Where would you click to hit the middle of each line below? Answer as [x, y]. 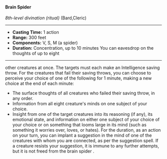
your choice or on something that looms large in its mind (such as [79, 125]
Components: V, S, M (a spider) [45, 43]
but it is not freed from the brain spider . [53, 151]
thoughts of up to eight [36, 53]
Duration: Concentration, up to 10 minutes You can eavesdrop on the [83, 48]
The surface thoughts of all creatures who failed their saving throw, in [83, 93]
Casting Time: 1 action [36, 32]
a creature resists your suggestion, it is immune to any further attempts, [86, 146]
